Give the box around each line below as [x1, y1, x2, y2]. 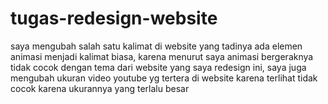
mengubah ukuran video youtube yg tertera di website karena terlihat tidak [10, 72, 318, 84]
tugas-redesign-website [10, 7, 218, 30]
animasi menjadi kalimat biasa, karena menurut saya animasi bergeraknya [10, 50, 314, 62]
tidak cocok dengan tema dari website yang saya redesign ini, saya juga [10, 61, 307, 73]
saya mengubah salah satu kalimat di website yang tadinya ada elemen [10, 40, 303, 52]
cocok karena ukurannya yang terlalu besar [10, 82, 190, 94]
